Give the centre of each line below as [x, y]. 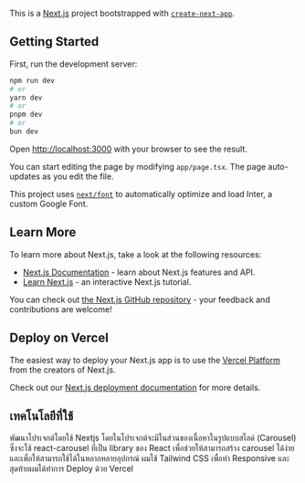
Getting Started [54, 42]
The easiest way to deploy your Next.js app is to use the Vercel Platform [145, 360]
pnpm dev [26, 115]
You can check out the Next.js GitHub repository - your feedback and [140, 299]
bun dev [24, 131]
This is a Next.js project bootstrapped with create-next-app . [122, 13]
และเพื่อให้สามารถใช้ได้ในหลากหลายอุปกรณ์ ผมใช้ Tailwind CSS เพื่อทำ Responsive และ [150, 458]
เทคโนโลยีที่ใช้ [42, 416]
